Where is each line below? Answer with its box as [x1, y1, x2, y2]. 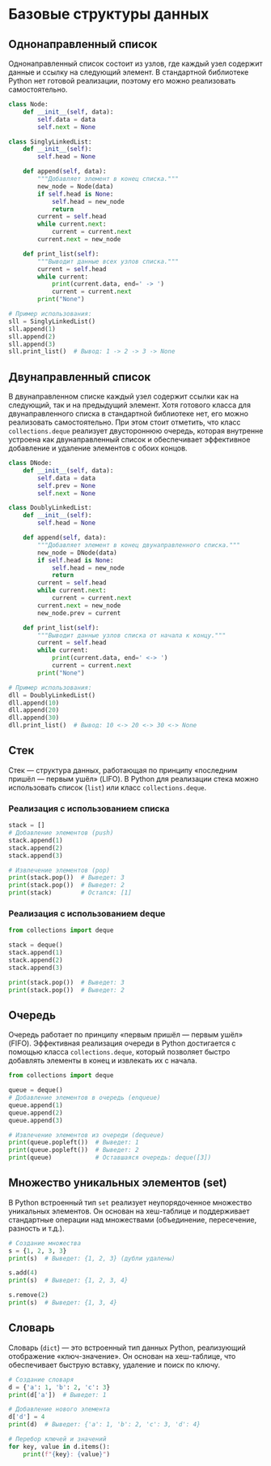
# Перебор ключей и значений [8, 1435, 107, 1443]
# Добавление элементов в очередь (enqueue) [8, 1093, 161, 1102]
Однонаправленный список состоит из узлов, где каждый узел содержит [8, 58, 263, 68]
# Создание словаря [8, 1375, 74, 1384]
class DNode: [8, 459, 53, 468]
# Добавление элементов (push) [8, 829, 114, 837]
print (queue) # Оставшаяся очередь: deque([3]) [8, 1153, 212, 1162]
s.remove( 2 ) [8, 1291, 49, 1300]
